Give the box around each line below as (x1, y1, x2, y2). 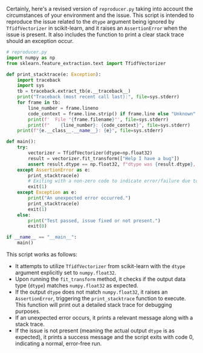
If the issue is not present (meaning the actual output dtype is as (14, 327, 175, 334)
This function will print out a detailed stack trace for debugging (14, 301, 172, 308)
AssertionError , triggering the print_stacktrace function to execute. (14, 295, 186, 302)
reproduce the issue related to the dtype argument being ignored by (6, 18, 175, 25)
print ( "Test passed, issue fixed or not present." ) (28, 218, 161, 224)
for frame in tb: (17, 99, 61, 106)
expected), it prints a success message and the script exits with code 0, (14, 334, 195, 340)
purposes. (14, 308, 41, 315)
